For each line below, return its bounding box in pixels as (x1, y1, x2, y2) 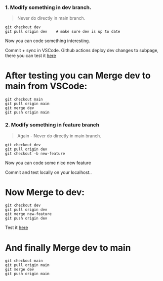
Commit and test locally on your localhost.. (5, 169, 92, 175)
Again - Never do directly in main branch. (17, 133, 101, 139)
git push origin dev (5, 216, 48, 221)
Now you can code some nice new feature (5, 160, 91, 166)
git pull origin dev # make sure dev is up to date (5, 29, 121, 34)
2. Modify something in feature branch (5, 121, 100, 128)
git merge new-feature (5, 212, 52, 217)
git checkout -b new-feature (5, 151, 65, 156)
